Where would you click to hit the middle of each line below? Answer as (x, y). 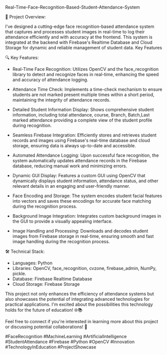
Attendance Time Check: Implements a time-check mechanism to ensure (87, 89)
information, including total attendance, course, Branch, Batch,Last (81, 115)
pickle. (19, 274)
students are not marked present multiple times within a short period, (83, 95)
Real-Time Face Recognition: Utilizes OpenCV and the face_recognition (85, 69)
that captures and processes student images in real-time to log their (75, 32)
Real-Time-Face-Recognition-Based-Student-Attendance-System (73, 7)
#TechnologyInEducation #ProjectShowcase (51, 347)
